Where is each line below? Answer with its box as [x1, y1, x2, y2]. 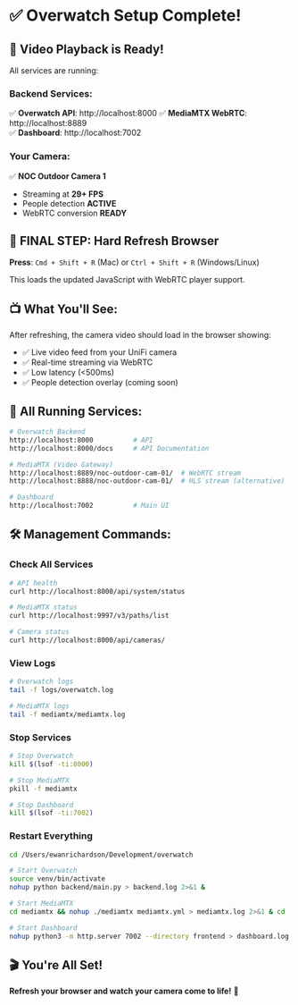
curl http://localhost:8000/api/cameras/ [9, 636, 166, 645]
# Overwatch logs [9, 677, 74, 687]
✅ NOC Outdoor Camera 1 [9, 171, 107, 182]
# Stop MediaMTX [9, 775, 70, 785]
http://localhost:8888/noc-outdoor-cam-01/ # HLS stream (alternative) [9, 477, 286, 486]
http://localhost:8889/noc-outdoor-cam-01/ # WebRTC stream [9, 469, 242, 477]
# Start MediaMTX [9, 899, 74, 908]
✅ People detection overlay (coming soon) [21, 377, 178, 388]
